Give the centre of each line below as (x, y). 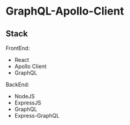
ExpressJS (28, 103)
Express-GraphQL (37, 116)
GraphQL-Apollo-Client (65, 11)
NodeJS (24, 96)
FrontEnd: (18, 48)
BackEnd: (18, 84)
